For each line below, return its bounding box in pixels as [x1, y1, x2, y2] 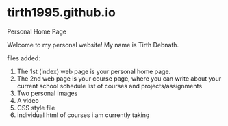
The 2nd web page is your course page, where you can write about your [16, 74, 221, 83]
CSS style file [16, 103, 55, 112]
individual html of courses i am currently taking [16, 111, 150, 119]
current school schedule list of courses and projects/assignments [16, 81, 203, 90]
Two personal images [16, 89, 78, 97]
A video [16, 96, 39, 104]
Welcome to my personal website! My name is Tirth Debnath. [7, 40, 179, 49]
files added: [7, 53, 41, 62]
